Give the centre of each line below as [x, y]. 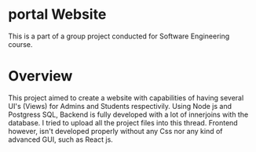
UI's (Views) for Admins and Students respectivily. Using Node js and [120, 106]
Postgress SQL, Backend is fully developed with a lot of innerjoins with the [128, 114]
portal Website [57, 14]
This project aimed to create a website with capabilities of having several [126, 98]
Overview [40, 76]
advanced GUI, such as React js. [61, 139]
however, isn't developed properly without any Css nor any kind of [115, 131]
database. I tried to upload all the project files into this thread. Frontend [123, 122]
